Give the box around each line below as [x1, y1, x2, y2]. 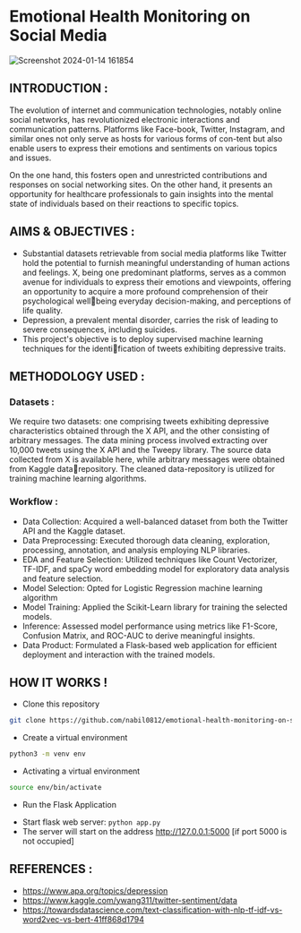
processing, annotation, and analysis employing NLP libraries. [21, 544, 251, 555]
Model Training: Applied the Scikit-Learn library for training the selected [21, 602, 288, 612]
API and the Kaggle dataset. [21, 526, 125, 536]
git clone [9, 716, 47, 725]
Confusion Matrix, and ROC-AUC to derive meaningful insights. [21, 629, 255, 641]
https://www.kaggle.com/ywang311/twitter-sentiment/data [21, 894, 237, 905]
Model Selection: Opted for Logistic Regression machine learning [21, 582, 262, 593]
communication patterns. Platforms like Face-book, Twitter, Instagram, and [9, 124, 285, 134]
